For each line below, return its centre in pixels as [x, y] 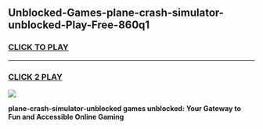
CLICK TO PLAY [38, 48]
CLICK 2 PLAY [35, 77]
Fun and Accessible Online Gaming [66, 116]
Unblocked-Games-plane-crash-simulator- [116, 13]
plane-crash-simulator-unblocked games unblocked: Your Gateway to [124, 108]
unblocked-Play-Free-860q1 [79, 25]
